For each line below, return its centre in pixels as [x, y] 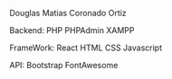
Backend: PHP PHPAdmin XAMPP [72, 30]
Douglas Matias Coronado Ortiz [68, 13]
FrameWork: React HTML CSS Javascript [86, 48]
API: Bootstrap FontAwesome [64, 65]
